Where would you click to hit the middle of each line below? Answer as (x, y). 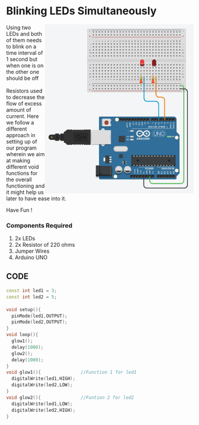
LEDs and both (24, 33)
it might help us (25, 192)
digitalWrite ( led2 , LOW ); (42, 385)
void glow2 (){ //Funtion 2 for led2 (70, 398)
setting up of (22, 141)
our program (21, 148)
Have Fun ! (19, 210)
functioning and (26, 185)
